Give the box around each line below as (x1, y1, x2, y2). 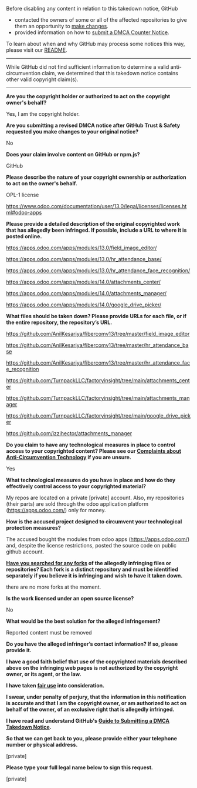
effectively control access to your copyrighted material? (6, 483, 147, 490)
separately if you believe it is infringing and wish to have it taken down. (6, 572, 183, 579)
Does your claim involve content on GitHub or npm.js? (6, 151, 140, 158)
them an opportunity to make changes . (14, 23, 108, 29)
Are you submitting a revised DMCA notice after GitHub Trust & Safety (6, 122, 181, 129)
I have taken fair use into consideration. (6, 682, 104, 689)
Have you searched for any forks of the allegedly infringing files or (6, 560, 172, 566)
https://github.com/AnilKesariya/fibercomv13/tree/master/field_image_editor (6, 330, 190, 337)
